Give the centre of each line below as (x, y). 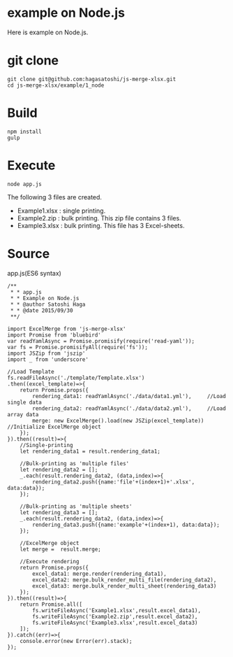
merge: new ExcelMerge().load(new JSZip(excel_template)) (118, 421)
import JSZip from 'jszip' (46, 353)
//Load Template (31, 372)
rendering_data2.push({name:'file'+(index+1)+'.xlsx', (114, 482)
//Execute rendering (50, 561)
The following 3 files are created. (55, 197)
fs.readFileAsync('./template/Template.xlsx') (76, 378)
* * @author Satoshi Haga (48, 304)
